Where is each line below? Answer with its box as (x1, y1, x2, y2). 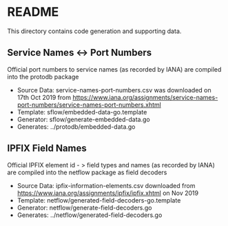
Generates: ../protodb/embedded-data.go (17, 122, 136, 131)
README (7, 4, 59, 20)
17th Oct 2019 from (17, 93, 71, 101)
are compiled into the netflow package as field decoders (7, 168, 167, 176)
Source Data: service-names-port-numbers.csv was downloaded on (17, 85, 211, 94)
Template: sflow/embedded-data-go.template (17, 107, 147, 116)
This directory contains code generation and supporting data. (7, 27, 182, 35)
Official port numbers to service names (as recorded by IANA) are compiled (7, 65, 222, 73)
